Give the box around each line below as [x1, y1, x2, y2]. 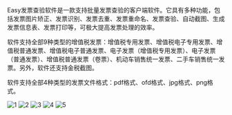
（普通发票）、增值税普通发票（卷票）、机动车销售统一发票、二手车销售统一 [7, 55, 219, 63]
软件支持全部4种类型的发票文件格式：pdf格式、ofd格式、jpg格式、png [7, 79, 208, 86]
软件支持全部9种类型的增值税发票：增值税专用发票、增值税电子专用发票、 [7, 38, 217, 46]
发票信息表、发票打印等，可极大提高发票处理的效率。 [7, 23, 159, 31]
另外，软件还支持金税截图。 [19, 64, 98, 72]
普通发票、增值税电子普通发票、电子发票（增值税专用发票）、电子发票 [19, 47, 216, 54]
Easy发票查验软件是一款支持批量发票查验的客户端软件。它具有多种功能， [7, 6, 215, 14]
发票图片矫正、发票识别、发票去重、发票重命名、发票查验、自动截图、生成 [12, 14, 225, 23]
